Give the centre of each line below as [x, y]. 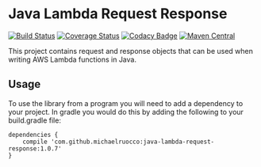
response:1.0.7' [35, 148]
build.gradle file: [35, 120]
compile [35, 142]
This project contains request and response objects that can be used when [131, 51]
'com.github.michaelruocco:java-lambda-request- [132, 142]
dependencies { [33, 135]
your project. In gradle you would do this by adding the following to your [126, 112]
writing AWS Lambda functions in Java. [73, 59]
